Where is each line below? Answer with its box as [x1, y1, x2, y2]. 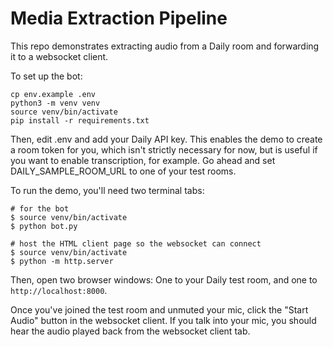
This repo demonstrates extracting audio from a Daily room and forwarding [10, 40, 320, 52]
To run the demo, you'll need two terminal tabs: [10, 184, 205, 196]
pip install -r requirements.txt [10, 115, 150, 126]
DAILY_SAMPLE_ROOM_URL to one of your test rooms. [10, 165, 237, 177]
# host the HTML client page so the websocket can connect [10, 238, 262, 249]
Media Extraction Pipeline [10, 7, 228, 30]
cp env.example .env [10, 89, 97, 99]
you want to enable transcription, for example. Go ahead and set [10, 154, 276, 166]
